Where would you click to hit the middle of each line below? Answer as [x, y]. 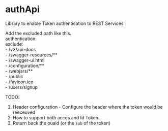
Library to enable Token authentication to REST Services [64, 23]
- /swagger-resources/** [31, 55]
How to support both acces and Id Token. [56, 117]
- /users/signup [22, 87]
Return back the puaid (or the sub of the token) [62, 123]
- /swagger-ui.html [25, 60]
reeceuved [24, 112]
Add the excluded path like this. [38, 33]
